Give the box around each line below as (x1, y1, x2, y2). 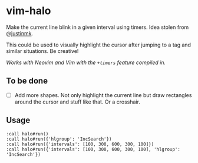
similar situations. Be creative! (6, 47, 79, 54)
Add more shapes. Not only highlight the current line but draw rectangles (14, 91, 192, 98)
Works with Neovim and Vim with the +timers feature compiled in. (6, 59, 166, 66)
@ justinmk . (6, 29, 34, 36)
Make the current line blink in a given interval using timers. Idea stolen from (6, 24, 189, 31)
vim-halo (6, 4, 51, 18)
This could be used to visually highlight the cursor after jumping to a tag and (6, 41, 192, 48)
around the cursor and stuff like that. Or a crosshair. (14, 98, 140, 105)
